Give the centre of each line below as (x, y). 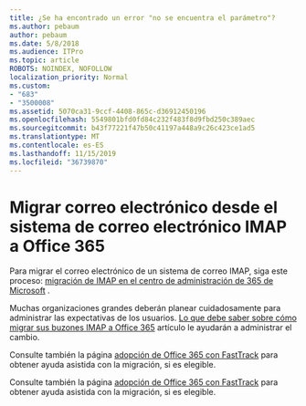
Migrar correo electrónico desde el (144, 207)
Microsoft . (30, 291)
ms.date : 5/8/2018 (44, 43)
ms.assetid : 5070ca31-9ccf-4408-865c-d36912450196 (108, 111)
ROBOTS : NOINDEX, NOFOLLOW (61, 69)
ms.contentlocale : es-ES (57, 145)
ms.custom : (30, 86)
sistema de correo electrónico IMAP (148, 227)
